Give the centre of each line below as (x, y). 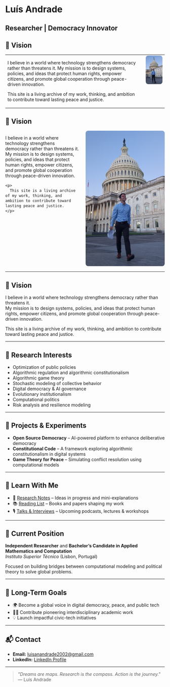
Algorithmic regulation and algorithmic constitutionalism (71, 373)
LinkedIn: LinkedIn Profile (39, 660)
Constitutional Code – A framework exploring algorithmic (73, 449)
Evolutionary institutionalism (42, 394)
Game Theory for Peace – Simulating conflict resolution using (77, 459)
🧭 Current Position (35, 534)
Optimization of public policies (44, 367)
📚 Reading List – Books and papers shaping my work (68, 503)
